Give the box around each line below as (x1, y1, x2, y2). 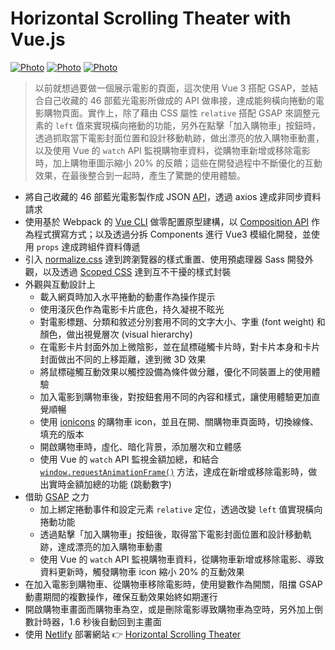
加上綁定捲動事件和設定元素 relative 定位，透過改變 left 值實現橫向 (39, 503, 323, 515)
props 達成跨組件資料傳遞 (36, 240, 141, 252)
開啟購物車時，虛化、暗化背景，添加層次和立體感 (39, 440, 242, 452)
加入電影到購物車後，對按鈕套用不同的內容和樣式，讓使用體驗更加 (39, 390, 312, 402)
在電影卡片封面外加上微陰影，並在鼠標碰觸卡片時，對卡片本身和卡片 (39, 340, 321, 352)
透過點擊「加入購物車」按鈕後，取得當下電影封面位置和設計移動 (39, 528, 303, 540)
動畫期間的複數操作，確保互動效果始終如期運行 (24, 590, 218, 602)
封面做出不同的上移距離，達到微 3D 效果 (39, 353, 207, 365)
